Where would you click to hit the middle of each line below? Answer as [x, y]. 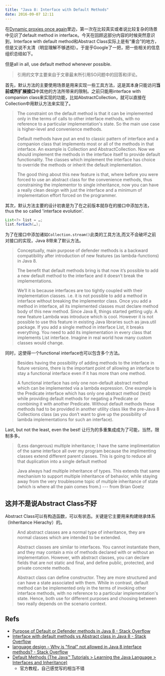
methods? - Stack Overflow [40, 652]
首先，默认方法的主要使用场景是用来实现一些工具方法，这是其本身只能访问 [81, 85]
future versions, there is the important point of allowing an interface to [88, 368]
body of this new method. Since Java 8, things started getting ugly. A [87, 311]
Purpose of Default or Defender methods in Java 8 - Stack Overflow [81, 631]
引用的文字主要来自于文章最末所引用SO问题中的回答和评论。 [79, 74]
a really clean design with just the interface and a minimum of [80, 190]
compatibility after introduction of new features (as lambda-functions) [88, 256]
